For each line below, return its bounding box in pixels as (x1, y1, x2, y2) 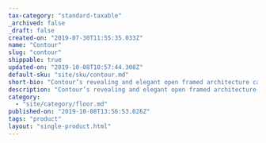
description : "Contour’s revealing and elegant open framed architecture (8, 85, 257, 94)
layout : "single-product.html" (8, 122, 112, 130)
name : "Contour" (8, 41, 62, 49)
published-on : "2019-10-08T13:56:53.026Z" (8, 108, 150, 116)
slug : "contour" (8, 48, 62, 56)
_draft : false (8, 26, 55, 34)
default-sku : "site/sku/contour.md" (8, 71, 129, 79)
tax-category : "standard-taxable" (8, 11, 123, 20)
